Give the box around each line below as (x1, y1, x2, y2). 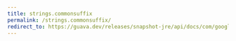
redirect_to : (7, 23, 46, 30)
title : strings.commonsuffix (7, 10, 93, 17)
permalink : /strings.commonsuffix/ (7, 17, 112, 24)
